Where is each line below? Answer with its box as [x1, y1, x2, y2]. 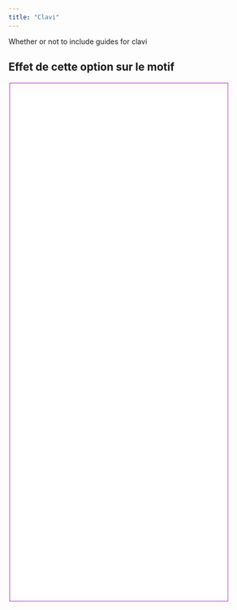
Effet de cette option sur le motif [8, 60, 175, 74]
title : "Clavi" [8, 13, 60, 21]
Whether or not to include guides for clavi [8, 37, 148, 46]
